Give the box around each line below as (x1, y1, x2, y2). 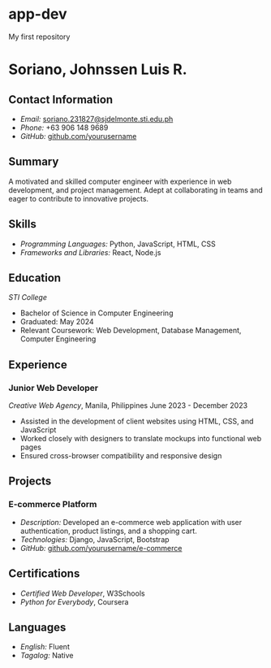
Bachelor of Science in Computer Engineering (19, 308, 174, 318)
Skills (8, 217, 37, 232)
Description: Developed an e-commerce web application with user (19, 517, 243, 527)
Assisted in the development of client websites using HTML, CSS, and (19, 416, 254, 427)
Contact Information (8, 93, 114, 106)
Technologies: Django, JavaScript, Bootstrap (19, 534, 170, 544)
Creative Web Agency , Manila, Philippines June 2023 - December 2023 (8, 401, 248, 410)
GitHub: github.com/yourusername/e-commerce (19, 543, 183, 553)
